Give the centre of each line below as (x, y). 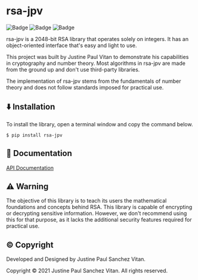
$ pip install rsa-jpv (34, 135)
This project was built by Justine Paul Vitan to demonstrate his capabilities (98, 57)
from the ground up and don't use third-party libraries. (73, 69)
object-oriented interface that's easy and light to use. (72, 45)
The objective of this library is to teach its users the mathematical (86, 201)
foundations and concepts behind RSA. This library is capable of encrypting (99, 207)
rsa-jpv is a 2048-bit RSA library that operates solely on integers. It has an (98, 39)
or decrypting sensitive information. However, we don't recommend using (97, 213)
